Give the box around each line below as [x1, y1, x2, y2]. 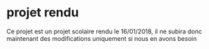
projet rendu [6, 5, 79, 20]
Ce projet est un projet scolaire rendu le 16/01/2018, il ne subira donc [6, 27, 202, 35]
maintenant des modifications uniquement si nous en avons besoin [6, 34, 197, 42]
